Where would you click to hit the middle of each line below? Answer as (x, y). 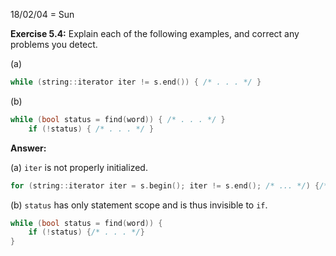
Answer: (28, 148)
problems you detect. (54, 44)
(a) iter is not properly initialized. (79, 167)
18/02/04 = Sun (42, 14)
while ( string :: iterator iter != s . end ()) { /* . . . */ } (136, 82)
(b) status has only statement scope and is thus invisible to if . (139, 205)
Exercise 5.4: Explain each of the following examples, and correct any (155, 33)
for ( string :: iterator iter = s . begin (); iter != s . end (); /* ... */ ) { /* (169, 185)
